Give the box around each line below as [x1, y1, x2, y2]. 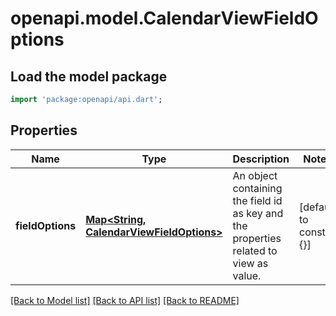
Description [232, 152, 290, 166]
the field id [232, 193, 283, 207]
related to [232, 243, 278, 257]
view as [232, 256, 269, 270]
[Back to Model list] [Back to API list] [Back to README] [10, 294, 240, 306]
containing [232, 181, 283, 195]
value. [232, 268, 262, 282]
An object [232, 168, 278, 182]
